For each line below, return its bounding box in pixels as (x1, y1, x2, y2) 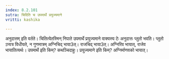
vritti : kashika (5, 17, 40, 22)
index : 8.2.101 (5, 7, 38, 13)
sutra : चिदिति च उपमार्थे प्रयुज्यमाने (5, 12, 62, 17)
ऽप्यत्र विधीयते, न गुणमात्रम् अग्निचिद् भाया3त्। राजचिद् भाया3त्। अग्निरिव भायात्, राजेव (5, 42, 146, 48)
